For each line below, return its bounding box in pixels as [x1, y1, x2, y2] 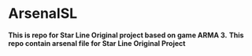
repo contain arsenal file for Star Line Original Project [8, 38, 186, 47]
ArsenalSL [8, 5, 78, 23]
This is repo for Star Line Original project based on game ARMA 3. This [8, 30, 244, 40]
